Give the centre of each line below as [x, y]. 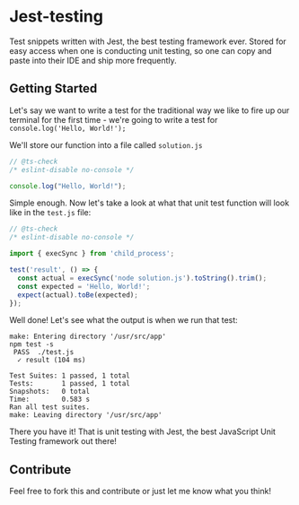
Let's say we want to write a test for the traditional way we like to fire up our [149, 110]
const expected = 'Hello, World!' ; [84, 286]
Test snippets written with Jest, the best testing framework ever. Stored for [148, 41]
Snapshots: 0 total [50, 392]
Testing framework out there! [63, 441]
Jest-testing [56, 17]
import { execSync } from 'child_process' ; [92, 254]
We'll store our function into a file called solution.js [106, 144]
